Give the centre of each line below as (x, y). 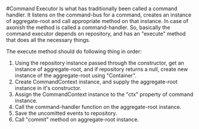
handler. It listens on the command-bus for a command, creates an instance (99, 15)
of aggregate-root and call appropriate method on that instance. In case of (97, 21)
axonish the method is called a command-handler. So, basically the (88, 27)
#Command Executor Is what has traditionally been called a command (92, 9)
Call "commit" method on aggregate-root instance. (77, 120)
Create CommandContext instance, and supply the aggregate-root (96, 82)
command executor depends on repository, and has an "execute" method (96, 34)
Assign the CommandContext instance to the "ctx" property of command (104, 94)
